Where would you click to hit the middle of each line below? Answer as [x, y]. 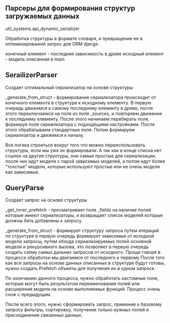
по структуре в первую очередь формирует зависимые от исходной [80, 236]
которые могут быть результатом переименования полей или [73, 284]
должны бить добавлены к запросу [44, 221]
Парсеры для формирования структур [70, 8]
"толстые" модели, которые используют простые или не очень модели [83, 166]
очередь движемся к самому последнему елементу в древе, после [79, 108]
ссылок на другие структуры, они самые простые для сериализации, [81, 156]
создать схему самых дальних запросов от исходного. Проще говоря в [83, 252]
